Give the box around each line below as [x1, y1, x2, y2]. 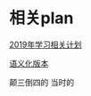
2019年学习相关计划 [9, 39, 82, 50]
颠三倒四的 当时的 [9, 76, 74, 87]
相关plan [9, 8, 74, 28]
